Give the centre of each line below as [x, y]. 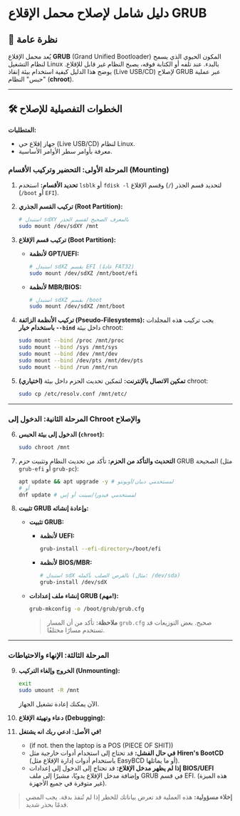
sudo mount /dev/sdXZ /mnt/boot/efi [83, 273]
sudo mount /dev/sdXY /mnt [58, 226]
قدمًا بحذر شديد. [47, 804]
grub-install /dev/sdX [73, 582]
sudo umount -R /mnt [49, 691]
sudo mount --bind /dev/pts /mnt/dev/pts [81, 360]
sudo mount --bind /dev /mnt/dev [68, 354]
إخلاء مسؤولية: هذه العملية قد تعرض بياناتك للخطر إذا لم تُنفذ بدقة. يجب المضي [129, 797]
